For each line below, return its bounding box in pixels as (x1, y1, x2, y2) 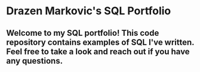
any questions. (6, 55, 63, 66)
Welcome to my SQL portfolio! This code (6, 28, 159, 38)
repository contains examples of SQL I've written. (6, 37, 195, 47)
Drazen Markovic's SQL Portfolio (6, 4, 171, 18)
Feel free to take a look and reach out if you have (6, 46, 190, 57)
